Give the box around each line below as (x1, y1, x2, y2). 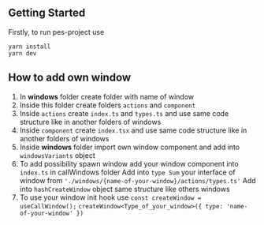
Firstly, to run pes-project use (8, 27, 105, 36)
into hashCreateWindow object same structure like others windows (19, 184, 230, 193)
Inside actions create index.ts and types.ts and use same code (19, 108, 229, 118)
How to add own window (8, 71, 132, 84)
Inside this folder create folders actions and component (19, 100, 196, 110)
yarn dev (8, 49, 37, 58)
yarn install (8, 43, 51, 51)
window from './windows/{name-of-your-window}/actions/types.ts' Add (19, 175, 256, 185)
